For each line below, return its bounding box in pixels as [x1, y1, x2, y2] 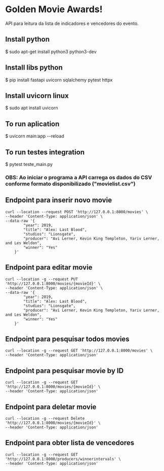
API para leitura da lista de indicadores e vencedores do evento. [5, 20, 139, 26]
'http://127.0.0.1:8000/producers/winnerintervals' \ [5, 456, 121, 461]
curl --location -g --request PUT [5, 277, 78, 282]
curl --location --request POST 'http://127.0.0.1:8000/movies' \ [5, 209, 148, 214]
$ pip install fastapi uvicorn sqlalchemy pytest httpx [5, 77, 113, 83]
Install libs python [5, 63, 63, 72]
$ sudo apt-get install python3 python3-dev [5, 48, 97, 54]
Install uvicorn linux [5, 91, 69, 100]
